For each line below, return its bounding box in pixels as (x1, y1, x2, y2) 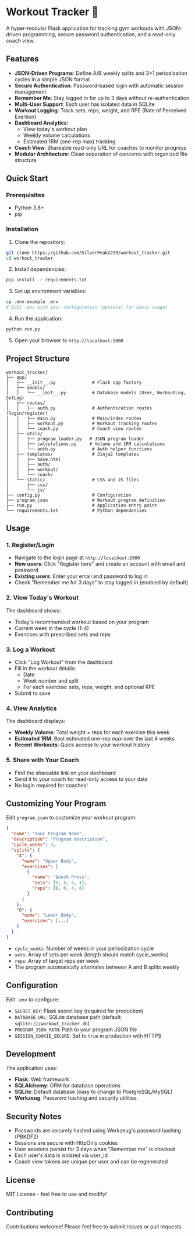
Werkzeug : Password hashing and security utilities (14, 1094, 137, 1101)
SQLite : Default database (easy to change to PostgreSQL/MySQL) (14, 1088, 173, 1096)
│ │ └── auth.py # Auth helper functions (6, 446, 153, 452)
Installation (6, 225, 39, 233)
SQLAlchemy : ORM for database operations (14, 1082, 121, 1089)
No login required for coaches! (14, 781, 88, 789)
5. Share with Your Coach (6, 756, 79, 764)
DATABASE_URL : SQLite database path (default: (14, 1013, 122, 1020)
